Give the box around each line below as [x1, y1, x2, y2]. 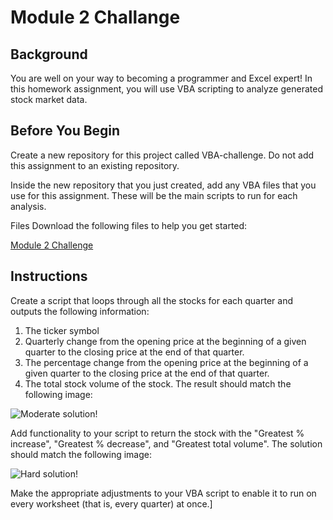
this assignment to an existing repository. [10, 159, 180, 171]
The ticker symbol [24, 324, 100, 336]
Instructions [10, 268, 88, 285]
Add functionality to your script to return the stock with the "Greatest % [10, 427, 305, 439]
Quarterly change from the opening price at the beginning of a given [24, 335, 307, 347]
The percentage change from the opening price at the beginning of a [24, 356, 309, 368]
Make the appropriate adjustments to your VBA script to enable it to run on [10, 487, 317, 499]
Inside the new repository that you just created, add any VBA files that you [10, 179, 317, 191]
